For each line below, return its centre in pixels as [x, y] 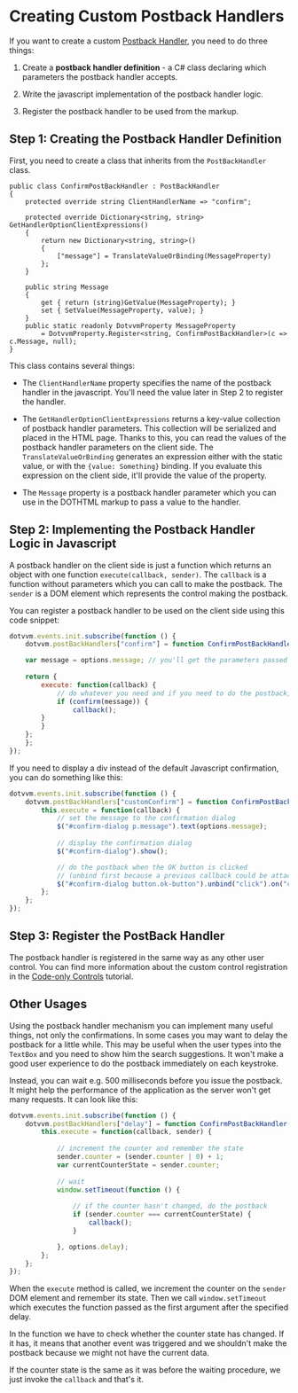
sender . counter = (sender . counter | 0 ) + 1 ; [140, 1157]
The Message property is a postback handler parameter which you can [149, 492]
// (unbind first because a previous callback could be [162, 875]
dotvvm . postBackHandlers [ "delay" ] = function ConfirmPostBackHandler [157, 1123]
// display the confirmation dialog [124, 843]
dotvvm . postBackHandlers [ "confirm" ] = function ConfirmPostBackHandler [160, 645]
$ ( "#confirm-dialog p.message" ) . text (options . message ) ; [162, 826]
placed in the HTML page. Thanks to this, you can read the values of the [154, 437]
